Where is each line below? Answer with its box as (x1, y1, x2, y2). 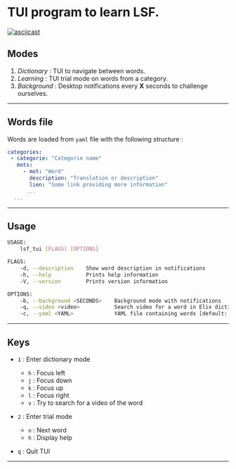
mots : (16, 161, 33, 169)
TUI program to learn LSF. (7, 4, 159, 20)
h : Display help (27, 433, 72, 442)
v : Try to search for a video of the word (27, 399, 143, 407)
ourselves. (17, 89, 48, 97)
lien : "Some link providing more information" (29, 181, 169, 188)
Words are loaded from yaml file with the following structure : (7, 135, 183, 143)
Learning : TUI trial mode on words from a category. (17, 74, 169, 82)
